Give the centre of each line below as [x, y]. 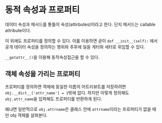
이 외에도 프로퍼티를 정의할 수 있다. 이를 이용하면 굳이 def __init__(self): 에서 [81, 41]
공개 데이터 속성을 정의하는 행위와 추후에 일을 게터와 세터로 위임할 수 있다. [75, 47]
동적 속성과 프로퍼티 [43, 10]
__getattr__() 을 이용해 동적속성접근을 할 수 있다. [52, 57]
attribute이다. [18, 30]
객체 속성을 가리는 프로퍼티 [43, 74]
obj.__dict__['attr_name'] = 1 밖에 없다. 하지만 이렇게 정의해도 [67, 92]
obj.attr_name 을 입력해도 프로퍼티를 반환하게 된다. [54, 99]
